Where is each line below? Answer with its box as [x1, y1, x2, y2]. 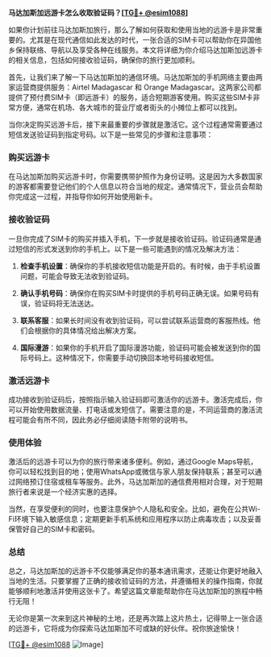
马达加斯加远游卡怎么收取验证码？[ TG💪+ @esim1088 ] [8, 8, 189, 17]
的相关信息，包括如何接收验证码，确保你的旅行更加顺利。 [8, 56, 199, 64]
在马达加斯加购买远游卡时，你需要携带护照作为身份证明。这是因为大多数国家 [8, 172, 263, 181]
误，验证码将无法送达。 [19, 298, 98, 308]
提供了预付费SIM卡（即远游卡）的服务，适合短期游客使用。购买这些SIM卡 [8, 93, 253, 102]
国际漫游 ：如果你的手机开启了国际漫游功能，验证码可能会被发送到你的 [19, 343, 254, 352]
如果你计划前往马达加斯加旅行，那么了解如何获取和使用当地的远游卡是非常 [8, 25, 256, 35]
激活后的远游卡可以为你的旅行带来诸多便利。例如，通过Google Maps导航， [8, 457, 258, 467]
